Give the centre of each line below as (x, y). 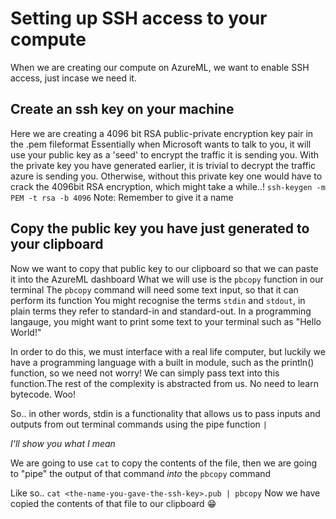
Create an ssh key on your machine (122, 109)
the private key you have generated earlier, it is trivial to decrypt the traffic (163, 165)
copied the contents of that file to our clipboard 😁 (113, 503)
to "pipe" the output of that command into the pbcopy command (141, 473)
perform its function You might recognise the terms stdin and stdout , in (158, 300)
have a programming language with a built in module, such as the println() (162, 362)
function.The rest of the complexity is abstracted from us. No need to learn (164, 383)
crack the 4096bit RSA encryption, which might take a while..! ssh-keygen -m (168, 186)
